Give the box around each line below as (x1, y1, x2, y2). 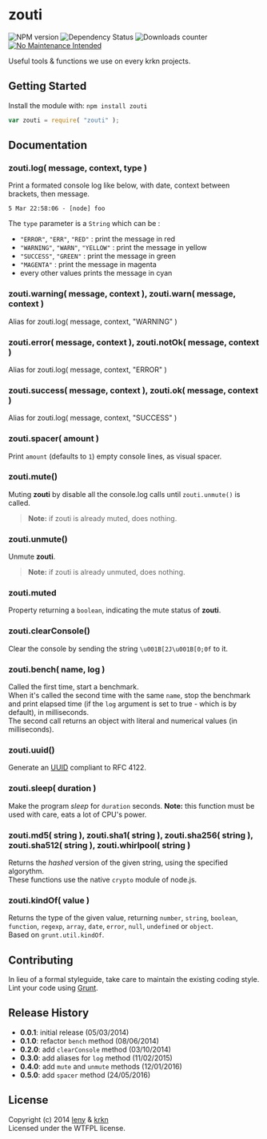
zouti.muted (8, 588, 58, 599)
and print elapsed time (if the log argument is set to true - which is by (8, 699, 237, 709)
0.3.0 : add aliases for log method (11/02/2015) (19, 1052, 173, 1063)
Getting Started (8, 79, 87, 93)
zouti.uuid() (8, 744, 55, 755)
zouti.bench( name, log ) (8, 664, 106, 675)
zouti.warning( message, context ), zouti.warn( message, (8, 289, 236, 300)
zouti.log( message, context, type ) (8, 162, 148, 173)
